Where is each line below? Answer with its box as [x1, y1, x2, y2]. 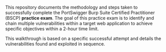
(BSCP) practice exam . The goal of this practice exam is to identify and [5, 15, 154, 21]
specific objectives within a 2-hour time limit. [5, 26, 99, 32]
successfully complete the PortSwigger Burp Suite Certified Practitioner [5, 10, 155, 16]
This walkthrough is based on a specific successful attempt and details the [5, 35, 161, 41]
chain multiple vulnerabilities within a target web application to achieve [5, 20, 153, 26]
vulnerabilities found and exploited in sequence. [5, 41, 105, 47]
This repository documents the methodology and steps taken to [5, 5, 138, 10]
